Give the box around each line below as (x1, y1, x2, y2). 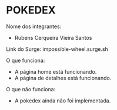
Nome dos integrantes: (6, 23, 62, 30)
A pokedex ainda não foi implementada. (14, 97, 111, 104)
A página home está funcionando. (14, 68, 97, 75)
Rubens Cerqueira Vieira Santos (14, 34, 92, 41)
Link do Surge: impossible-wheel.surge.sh (6, 45, 109, 53)
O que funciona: (6, 57, 45, 64)
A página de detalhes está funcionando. (14, 74, 112, 81)
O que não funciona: (6, 85, 56, 92)
